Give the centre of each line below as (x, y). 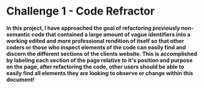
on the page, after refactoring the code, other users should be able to (95, 66)
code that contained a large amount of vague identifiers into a (111, 34)
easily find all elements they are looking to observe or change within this (100, 73)
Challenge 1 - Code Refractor (81, 11)
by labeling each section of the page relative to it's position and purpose (99, 60)
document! (21, 80)
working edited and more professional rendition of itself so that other (95, 41)
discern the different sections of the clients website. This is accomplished (102, 53)
